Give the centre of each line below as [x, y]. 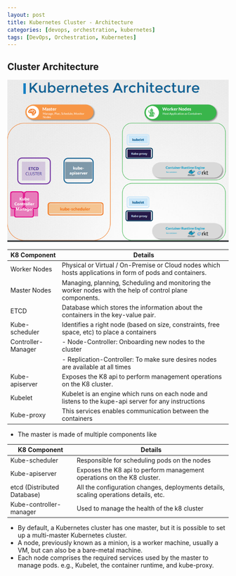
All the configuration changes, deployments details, [150, 487]
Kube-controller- [35, 505]
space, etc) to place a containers [109, 332]
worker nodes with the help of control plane [125, 290]
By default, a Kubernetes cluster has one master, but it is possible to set [122, 527]
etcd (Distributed [35, 487]
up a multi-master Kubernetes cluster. [72, 535]
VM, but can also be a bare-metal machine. [80, 550]
